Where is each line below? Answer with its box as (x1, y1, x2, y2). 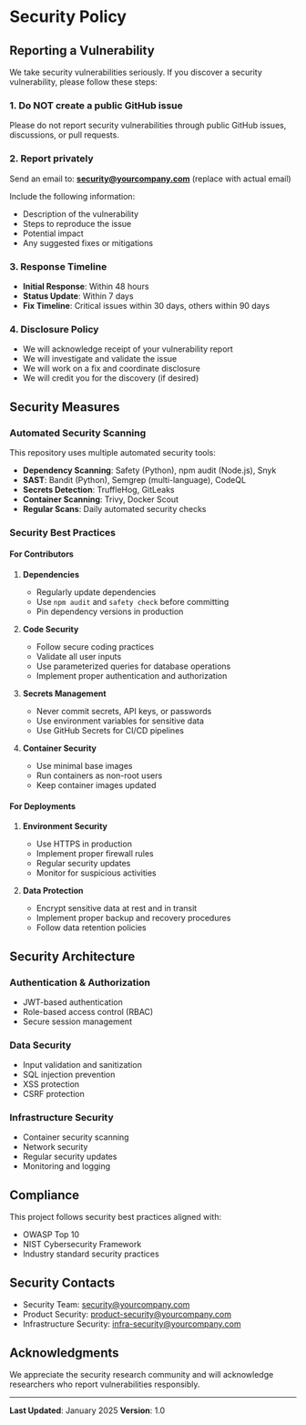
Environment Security (22, 821, 107, 832)
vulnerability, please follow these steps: (9, 77, 158, 87)
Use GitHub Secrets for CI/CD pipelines (36, 725, 185, 735)
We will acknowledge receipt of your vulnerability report (22, 343, 234, 354)
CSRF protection (22, 1089, 85, 1100)
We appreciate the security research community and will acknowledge (9, 1369, 274, 1379)
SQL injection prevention (22, 1069, 116, 1081)
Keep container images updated (36, 780, 157, 790)
